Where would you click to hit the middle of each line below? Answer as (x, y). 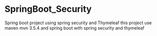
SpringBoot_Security (48, 9)
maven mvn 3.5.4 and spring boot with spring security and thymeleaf (75, 28)
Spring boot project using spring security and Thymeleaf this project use (78, 23)
